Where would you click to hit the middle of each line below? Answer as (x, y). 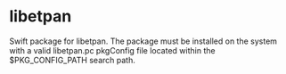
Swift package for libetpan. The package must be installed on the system (143, 41)
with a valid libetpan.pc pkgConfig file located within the (112, 50)
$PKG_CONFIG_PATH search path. (72, 60)
